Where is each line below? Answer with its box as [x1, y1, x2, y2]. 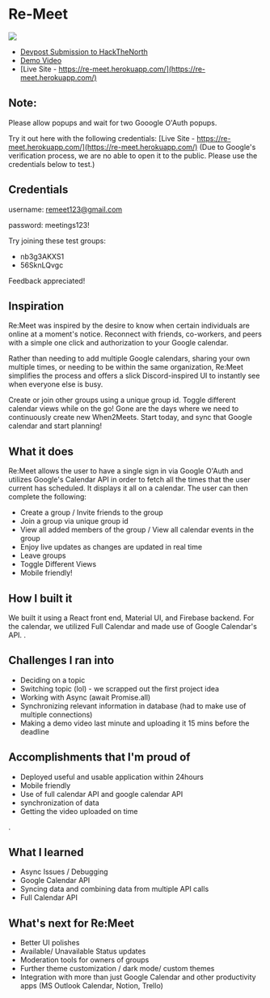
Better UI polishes [19, 938, 80, 948]
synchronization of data [19, 798, 99, 807]
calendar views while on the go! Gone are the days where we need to [8, 404, 239, 413]
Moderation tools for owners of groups [19, 955, 150, 965]
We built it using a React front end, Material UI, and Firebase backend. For [8, 613, 255, 623]
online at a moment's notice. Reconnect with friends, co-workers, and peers [8, 329, 263, 339]
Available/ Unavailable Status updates [19, 946, 146, 957]
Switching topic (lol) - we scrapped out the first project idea [19, 683, 220, 693]
